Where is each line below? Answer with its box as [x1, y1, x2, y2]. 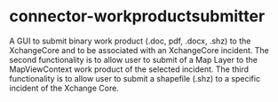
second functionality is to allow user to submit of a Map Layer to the [9, 54, 258, 65]
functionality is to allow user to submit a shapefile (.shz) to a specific [9, 73, 260, 83]
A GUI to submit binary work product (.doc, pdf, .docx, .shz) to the [9, 35, 251, 46]
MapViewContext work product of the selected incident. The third [9, 64, 250, 75]
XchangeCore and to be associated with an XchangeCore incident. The [9, 44, 269, 55]
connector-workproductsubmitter [9, 6, 266, 27]
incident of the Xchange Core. [9, 82, 120, 93]
